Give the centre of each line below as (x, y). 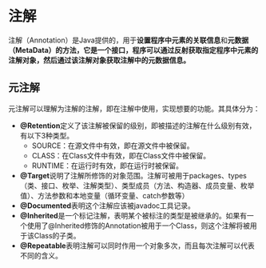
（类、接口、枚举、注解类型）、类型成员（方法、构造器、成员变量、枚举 (137, 186)
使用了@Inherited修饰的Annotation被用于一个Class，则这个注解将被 (138, 226)
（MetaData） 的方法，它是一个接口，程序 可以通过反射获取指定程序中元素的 (133, 50)
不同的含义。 (41, 255)
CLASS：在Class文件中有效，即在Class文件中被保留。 (121, 155)
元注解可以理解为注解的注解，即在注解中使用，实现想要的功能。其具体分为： (134, 108)
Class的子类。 (58, 235)
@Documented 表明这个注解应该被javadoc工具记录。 (107, 206)
